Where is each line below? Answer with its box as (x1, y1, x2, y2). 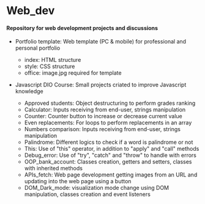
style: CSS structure (24, 62, 75, 70)
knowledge (15, 88, 44, 95)
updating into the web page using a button (24, 178, 132, 185)
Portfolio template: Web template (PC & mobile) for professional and (15, 38, 187, 45)
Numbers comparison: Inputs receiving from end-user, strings (24, 126, 181, 133)
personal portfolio (15, 44, 61, 52)
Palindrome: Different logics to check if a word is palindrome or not (24, 138, 193, 146)
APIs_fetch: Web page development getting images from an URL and (24, 171, 198, 178)
